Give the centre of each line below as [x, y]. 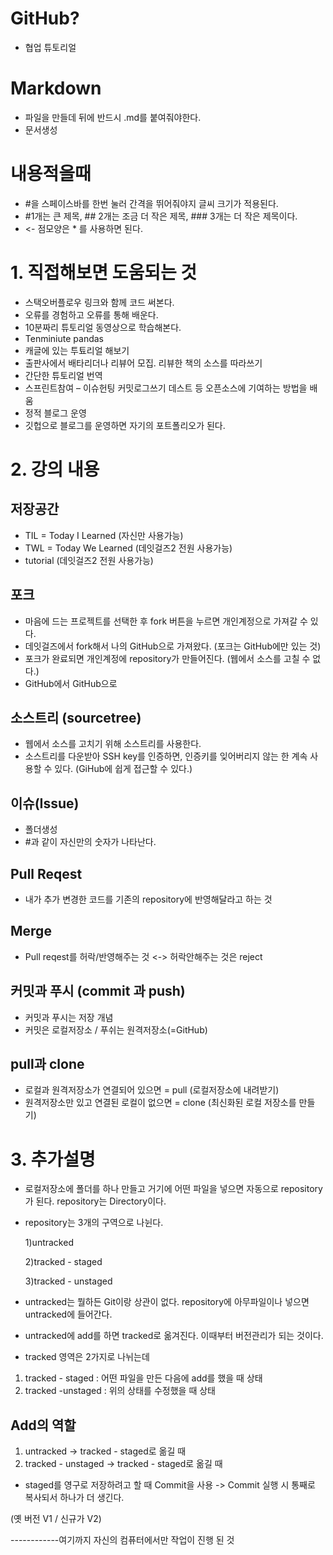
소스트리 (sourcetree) [76, 717]
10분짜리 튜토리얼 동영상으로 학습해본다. [103, 327]
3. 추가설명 [53, 1159]
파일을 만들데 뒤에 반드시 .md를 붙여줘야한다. [113, 117]
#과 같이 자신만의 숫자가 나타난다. [90, 842]
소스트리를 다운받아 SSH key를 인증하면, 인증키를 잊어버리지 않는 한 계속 [166, 756]
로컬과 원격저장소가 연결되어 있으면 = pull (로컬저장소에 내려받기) [152, 1090]
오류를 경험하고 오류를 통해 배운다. [91, 314]
